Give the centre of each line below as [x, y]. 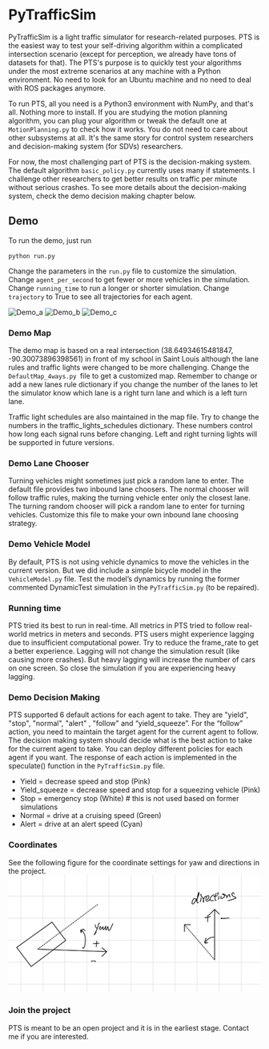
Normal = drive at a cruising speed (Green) [90, 816]
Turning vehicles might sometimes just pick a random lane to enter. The [126, 481]
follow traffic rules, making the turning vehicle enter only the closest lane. [129, 498]
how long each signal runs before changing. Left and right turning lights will [133, 434]
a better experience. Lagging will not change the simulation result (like [124, 650]
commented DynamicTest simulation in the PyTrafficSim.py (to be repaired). [134, 587]
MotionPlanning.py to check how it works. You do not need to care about [128, 129]
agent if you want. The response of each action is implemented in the [123, 757]
